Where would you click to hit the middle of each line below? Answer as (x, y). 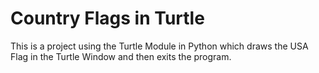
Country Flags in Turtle (107, 18)
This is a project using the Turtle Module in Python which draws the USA (159, 46)
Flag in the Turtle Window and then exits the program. (121, 56)
